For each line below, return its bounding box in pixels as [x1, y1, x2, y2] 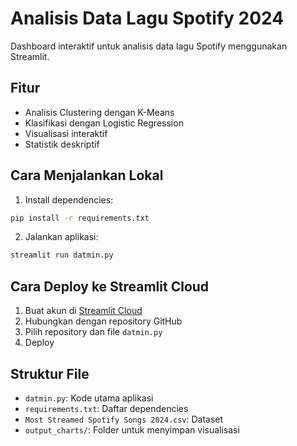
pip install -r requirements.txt [10, 213, 150, 223]
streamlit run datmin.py [10, 250, 114, 261]
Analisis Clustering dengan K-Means [24, 106, 175, 118]
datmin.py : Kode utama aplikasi [24, 392, 154, 404]
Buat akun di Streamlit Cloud [24, 305, 143, 317]
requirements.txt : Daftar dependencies [24, 402, 189, 414]
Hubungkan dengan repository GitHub [24, 315, 183, 327]
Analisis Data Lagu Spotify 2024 [10, 7, 285, 30]
